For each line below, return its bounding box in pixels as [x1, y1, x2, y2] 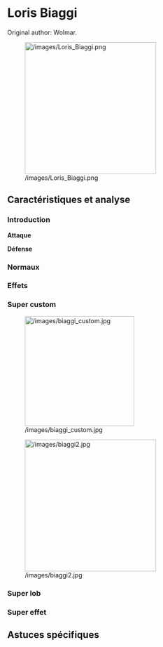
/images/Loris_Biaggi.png [24, 174, 99, 182]
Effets [7, 281, 28, 291]
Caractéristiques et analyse [7, 194, 131, 206]
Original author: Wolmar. [7, 28, 77, 37]
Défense [7, 244, 33, 253]
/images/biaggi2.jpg [24, 570, 83, 579]
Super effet [7, 607, 47, 617]
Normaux [7, 262, 40, 272]
